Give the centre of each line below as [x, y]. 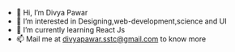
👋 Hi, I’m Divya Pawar [52, 13]
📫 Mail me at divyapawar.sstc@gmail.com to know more [111, 39]
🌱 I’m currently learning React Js [70, 30]
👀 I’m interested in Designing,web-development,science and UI [121, 21]
